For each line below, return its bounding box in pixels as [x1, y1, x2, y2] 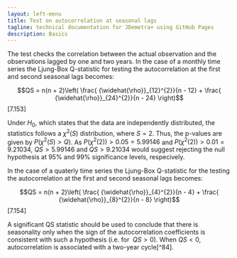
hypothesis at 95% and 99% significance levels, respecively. [7, 153, 185, 161]
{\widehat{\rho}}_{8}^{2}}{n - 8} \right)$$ [58, 195, 180, 204]
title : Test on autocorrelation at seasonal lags [7, 17, 158, 24]
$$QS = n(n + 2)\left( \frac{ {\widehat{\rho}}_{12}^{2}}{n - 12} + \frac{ [17, 86, 221, 95]
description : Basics [7, 30, 69, 38]
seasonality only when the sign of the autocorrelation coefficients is [7, 228, 206, 237]
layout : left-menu [7, 10, 62, 18]
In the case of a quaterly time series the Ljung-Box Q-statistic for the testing [7, 166, 231, 175]
